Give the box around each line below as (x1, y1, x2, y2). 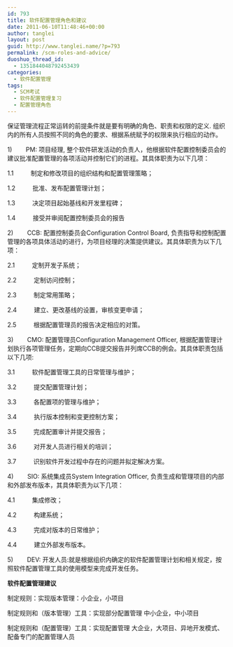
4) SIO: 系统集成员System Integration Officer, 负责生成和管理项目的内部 (7, 472, 225, 480)
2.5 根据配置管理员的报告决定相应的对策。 (7, 320, 145, 329)
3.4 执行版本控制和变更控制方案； (7, 412, 120, 421)
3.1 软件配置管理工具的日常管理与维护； (7, 367, 136, 376)
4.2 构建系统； (7, 510, 65, 519)
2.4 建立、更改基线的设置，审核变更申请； (7, 306, 145, 314)
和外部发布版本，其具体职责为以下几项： (7, 481, 124, 489)
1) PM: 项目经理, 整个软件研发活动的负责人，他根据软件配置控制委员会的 (7, 145, 226, 154)
